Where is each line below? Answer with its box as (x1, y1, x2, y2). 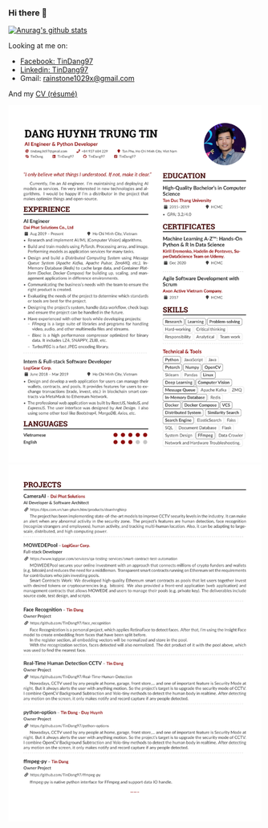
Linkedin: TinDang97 (19, 65, 88, 75)
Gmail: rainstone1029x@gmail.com (19, 74, 135, 83)
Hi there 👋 (8, 7, 48, 18)
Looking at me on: (8, 41, 68, 51)
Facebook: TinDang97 (19, 56, 94, 67)
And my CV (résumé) (8, 89, 78, 99)
